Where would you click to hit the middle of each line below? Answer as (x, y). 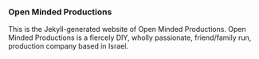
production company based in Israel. (69, 46)
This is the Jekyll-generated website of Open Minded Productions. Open (128, 29)
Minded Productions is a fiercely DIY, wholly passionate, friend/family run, (130, 37)
